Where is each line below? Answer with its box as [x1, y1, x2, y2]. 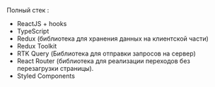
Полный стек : [6, 6, 50, 14]
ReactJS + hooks [16, 20, 67, 27]
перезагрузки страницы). [16, 65, 94, 72]
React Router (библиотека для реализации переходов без [16, 57, 190, 65]
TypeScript [16, 27, 50, 35]
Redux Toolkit [16, 42, 57, 50]
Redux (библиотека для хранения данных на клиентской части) [16, 34, 209, 43]
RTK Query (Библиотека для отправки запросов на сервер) [16, 49, 196, 58]
